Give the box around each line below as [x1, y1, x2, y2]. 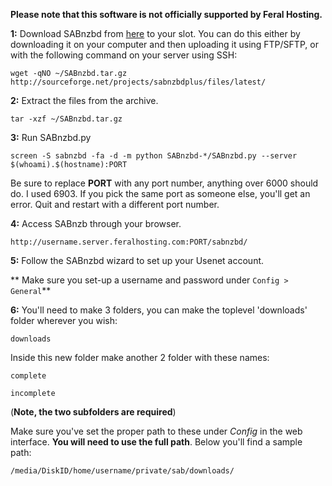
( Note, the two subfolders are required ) [10, 406, 177, 418]
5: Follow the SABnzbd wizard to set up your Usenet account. [10, 255, 265, 266]
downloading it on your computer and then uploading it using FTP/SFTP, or [10, 39, 319, 50]
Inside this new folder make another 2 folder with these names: [10, 352, 270, 363]
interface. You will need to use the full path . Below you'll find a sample [10, 436, 303, 448]
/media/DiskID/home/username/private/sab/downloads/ [10, 466, 235, 476]
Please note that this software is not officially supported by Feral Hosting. [10, 9, 323, 20]
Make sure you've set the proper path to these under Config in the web [10, 425, 303, 437]
